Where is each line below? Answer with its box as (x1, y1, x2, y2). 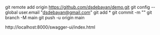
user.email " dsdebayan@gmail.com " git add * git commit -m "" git (19, 9, 152, 15)
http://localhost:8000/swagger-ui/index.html (5, 24, 96, 30)
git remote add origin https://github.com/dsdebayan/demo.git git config (5, 4, 150, 10)
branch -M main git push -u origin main (5, 15, 85, 20)
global (5, 9, 18, 15)
